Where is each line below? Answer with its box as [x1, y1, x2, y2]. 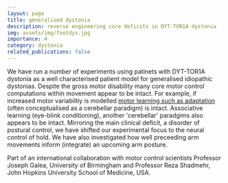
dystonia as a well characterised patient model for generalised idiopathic [7, 74, 213, 83]
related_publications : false [7, 49, 91, 56]
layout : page [7, 10, 45, 17]
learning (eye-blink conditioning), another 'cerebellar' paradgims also [7, 111, 204, 119]
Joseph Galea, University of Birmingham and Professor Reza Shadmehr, [7, 161, 211, 169]
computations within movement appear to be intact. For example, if [7, 89, 197, 97]
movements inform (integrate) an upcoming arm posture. [7, 140, 168, 149]
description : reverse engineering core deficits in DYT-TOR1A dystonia [7, 23, 216, 30]
